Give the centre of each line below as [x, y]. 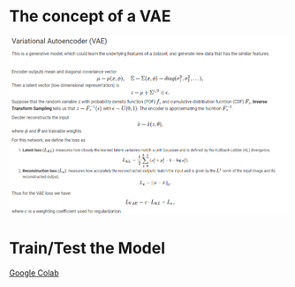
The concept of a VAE [90, 16]
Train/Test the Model [87, 248]
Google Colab [34, 273]
